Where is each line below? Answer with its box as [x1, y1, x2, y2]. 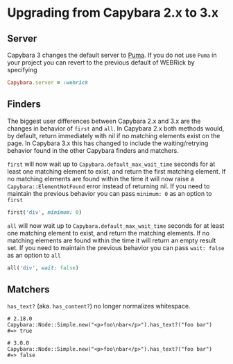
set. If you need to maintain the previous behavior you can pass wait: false [7, 243, 225, 251]
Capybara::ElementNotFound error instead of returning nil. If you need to [7, 182, 210, 190]
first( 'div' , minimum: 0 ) [7, 208, 82, 216]
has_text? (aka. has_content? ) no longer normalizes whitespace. [7, 302, 191, 311]
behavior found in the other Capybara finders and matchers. [7, 146, 179, 154]
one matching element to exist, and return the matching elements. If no [7, 229, 210, 237]
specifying [7, 66, 37, 74]
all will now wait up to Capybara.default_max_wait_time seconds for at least [7, 221, 225, 230]
